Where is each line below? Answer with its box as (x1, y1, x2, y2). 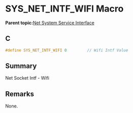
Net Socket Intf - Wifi (5, 75, 50, 81)
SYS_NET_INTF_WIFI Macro (5, 3, 124, 15)
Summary (5, 62, 37, 71)
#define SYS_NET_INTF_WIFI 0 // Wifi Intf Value (5, 47, 128, 53)
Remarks (5, 89, 35, 98)
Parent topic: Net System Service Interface (5, 20, 95, 26)
